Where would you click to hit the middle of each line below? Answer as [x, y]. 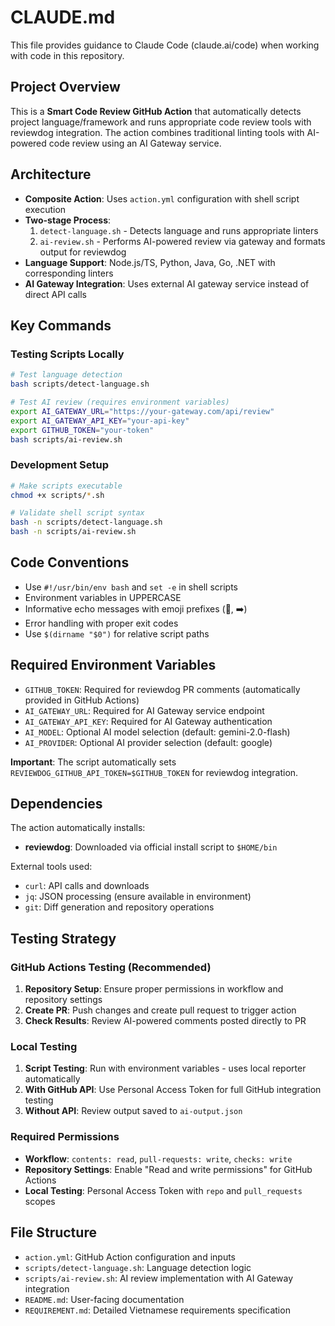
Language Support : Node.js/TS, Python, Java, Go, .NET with [150, 262]
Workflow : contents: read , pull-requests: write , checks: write [158, 1158]
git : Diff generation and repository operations [119, 907]
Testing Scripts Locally [67, 354]
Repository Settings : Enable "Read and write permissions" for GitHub [168, 1169]
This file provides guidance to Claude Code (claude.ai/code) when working [165, 45]
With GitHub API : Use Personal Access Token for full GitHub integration [173, 1090]
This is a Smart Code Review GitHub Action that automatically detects [156, 111]
